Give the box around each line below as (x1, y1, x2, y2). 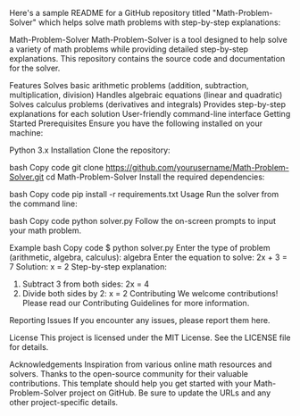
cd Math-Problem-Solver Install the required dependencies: (46, 171, 265, 182)
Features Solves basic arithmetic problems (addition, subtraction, (9, 80, 249, 90)
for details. (9, 342, 49, 352)
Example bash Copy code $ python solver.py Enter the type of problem (9, 243, 271, 253)
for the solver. (9, 62, 61, 73)
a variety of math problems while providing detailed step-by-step (9, 44, 248, 54)
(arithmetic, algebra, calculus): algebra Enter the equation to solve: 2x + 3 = (9, 252, 287, 262)
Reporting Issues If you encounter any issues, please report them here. (9, 315, 271, 325)
